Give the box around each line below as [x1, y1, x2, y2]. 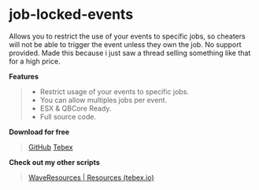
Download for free [9, 127, 70, 137]
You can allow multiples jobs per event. [39, 95, 168, 104]
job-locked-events [9, 5, 134, 24]
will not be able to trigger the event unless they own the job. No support [9, 39, 242, 49]
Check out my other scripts [9, 157, 101, 166]
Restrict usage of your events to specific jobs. [39, 86, 190, 96]
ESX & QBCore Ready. [39, 104, 112, 113]
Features [9, 71, 39, 81]
